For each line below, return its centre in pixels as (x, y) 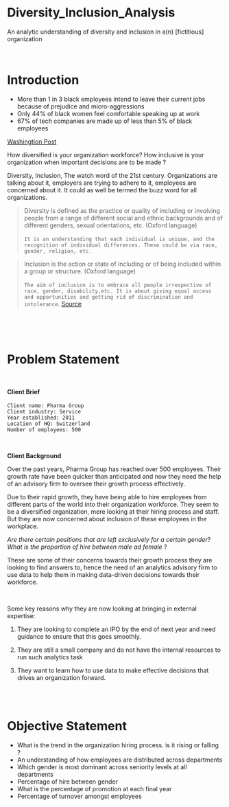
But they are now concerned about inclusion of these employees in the (107, 519)
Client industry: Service (44, 411)
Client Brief (24, 391)
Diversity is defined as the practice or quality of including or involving (122, 210)
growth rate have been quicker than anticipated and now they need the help (114, 476)
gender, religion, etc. (58, 251)
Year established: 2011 (41, 418)
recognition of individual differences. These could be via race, (121, 245)
